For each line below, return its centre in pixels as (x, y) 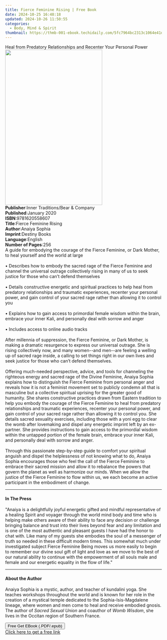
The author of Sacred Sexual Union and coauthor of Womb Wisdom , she (80, 611)
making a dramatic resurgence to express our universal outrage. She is (78, 345)
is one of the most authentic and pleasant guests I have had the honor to (80, 531)
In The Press (18, 498)
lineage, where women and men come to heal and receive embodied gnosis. (83, 605)
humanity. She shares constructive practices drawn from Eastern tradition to (83, 398)
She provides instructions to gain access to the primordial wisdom (90, 430)
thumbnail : (16, 33)
